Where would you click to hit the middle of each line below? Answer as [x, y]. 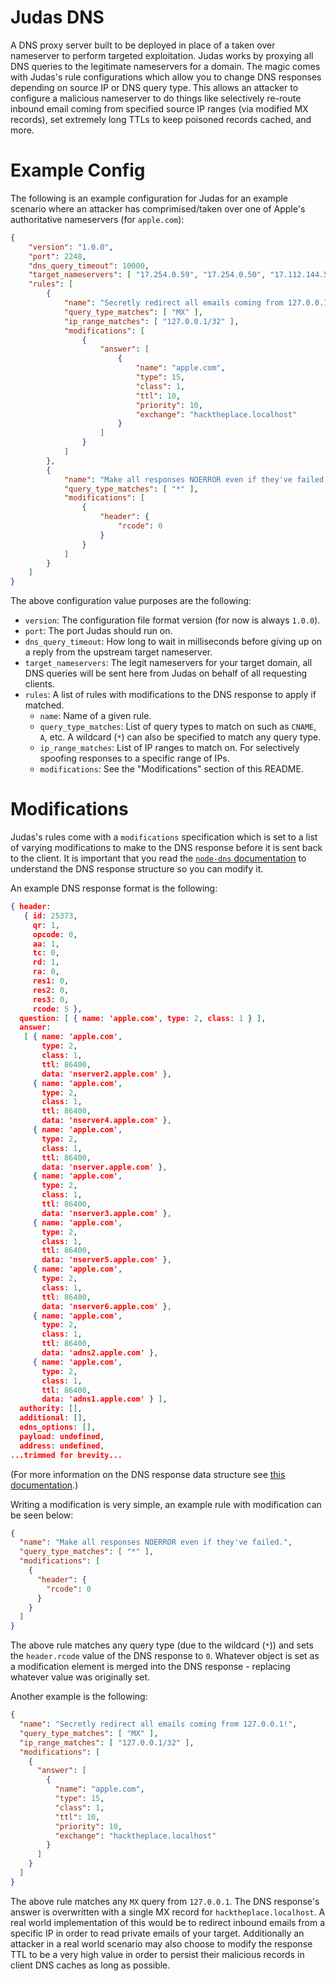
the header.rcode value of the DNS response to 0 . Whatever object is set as [165, 1656]
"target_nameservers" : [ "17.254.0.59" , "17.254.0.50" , [147, 275]
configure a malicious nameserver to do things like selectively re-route [156, 98]
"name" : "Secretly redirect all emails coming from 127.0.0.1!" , [158, 1724]
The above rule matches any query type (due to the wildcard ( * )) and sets [162, 1645]
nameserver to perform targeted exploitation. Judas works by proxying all [162, 55]
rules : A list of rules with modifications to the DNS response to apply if [170, 695]
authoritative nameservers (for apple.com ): [97, 219]
